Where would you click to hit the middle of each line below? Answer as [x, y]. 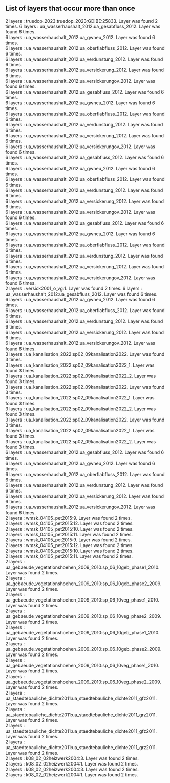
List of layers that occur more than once [70, 8]
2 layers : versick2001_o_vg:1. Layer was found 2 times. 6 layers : [74, 288]
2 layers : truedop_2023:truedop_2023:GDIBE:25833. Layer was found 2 [81, 21]
